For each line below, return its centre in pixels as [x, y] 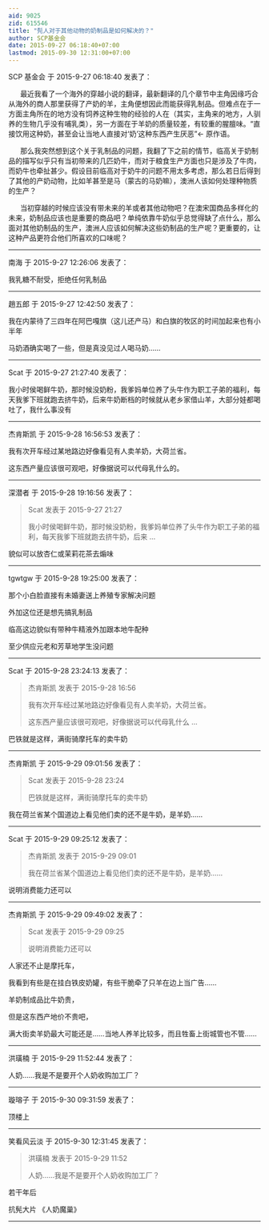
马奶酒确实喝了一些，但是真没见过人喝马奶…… [85, 348]
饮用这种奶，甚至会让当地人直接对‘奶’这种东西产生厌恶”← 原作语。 [124, 134]
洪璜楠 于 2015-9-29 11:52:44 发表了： [71, 1058]
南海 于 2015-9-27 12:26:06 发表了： [68, 262]
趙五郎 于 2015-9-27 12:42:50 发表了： [72, 304]
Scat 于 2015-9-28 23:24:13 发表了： [69, 671]
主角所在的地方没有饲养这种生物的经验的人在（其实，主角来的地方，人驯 [141, 114]
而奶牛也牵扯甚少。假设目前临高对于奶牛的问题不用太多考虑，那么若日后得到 [134, 171]
